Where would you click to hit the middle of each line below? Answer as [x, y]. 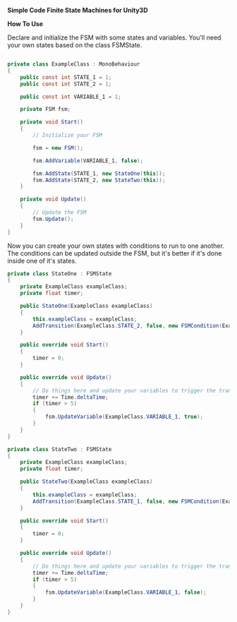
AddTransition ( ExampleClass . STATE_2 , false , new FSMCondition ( [127, 325]
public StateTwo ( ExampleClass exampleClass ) [86, 482]
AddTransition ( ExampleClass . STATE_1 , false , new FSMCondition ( [127, 501]
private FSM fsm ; [45, 109]
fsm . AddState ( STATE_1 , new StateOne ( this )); [99, 173]
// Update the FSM [60, 213]
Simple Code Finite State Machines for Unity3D [78, 10]
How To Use [25, 24]
